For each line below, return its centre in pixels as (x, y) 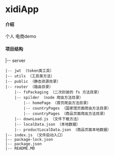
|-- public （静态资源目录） (33, 81)
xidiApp (22, 9)
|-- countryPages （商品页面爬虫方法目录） (65, 114)
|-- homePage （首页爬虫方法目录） (57, 103)
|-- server (15, 60)
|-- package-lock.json (29, 139)
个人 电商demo (21, 36)
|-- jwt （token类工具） (30, 71)
